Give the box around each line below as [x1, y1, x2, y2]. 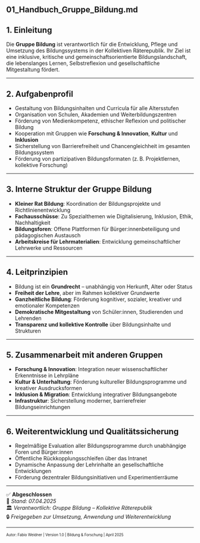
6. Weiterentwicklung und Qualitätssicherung [6, 426, 179, 437]
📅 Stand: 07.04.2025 [6, 498, 57, 505]
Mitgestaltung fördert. [6, 66, 60, 73]
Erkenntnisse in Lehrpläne [14, 372, 79, 379]
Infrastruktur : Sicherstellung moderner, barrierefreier [14, 397, 146, 404]
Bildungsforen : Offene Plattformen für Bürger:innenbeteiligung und [14, 225, 180, 233]
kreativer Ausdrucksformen [14, 385, 82, 392]
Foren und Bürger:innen [14, 448, 73, 456]
